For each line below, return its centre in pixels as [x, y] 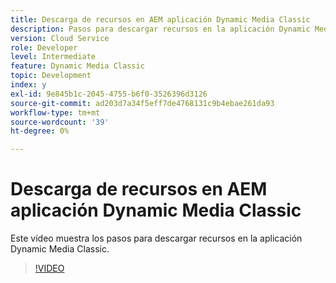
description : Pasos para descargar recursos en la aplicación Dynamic [160, 29]
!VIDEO [49, 268]
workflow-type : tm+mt [55, 112]
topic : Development [51, 76]
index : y [28, 85]
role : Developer [44, 47]
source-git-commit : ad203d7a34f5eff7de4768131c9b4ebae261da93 [142, 103]
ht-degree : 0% [40, 131]
